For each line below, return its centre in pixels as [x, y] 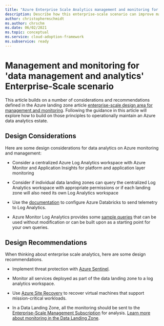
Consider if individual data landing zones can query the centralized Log [84, 182]
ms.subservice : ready [27, 42]
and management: [23, 153]
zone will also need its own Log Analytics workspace [65, 193]
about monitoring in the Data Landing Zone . [56, 318]
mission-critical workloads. [39, 298]
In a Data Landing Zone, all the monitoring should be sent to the [76, 308]
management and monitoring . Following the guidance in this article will [76, 110]
